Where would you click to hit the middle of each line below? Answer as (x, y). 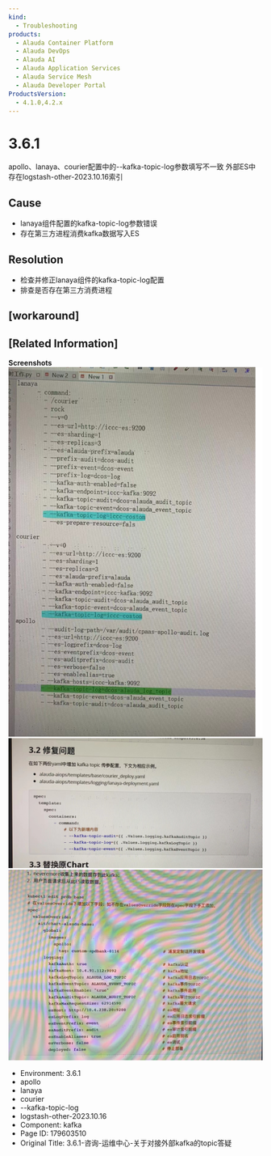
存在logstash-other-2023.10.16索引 (66, 177)
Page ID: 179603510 (53, 1133)
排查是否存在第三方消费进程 (66, 290)
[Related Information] (63, 343)
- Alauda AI (36, 60)
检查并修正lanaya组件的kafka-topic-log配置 (92, 280)
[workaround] (44, 316)
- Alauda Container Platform (65, 43)
